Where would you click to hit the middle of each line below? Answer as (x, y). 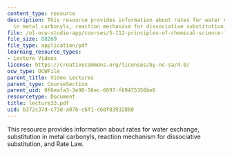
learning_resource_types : (44, 52)
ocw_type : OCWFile (33, 71)
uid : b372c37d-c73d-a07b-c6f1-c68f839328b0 (71, 110)
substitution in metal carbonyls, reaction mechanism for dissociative (104, 136)
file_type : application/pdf (48, 45)
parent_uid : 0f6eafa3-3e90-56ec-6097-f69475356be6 (81, 90)
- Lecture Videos (32, 59)
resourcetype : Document (41, 97)
